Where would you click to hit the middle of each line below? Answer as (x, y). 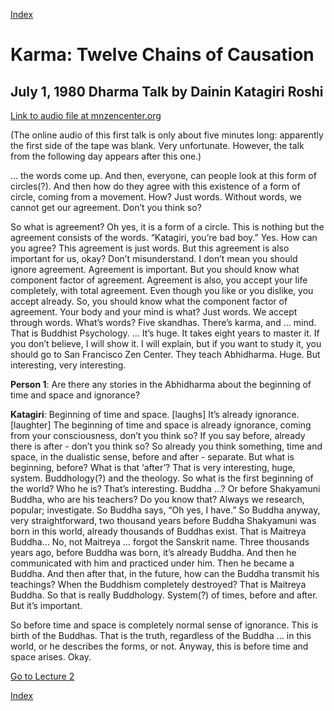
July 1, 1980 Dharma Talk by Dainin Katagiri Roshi (167, 91)
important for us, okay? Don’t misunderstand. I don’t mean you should (154, 258)
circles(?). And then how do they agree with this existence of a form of (155, 186)
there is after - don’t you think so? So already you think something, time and (166, 446)
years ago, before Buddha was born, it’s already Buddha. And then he (153, 552)
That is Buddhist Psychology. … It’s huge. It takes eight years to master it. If (165, 333)
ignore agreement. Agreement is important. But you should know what (155, 269)
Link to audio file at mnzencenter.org (86, 115)
